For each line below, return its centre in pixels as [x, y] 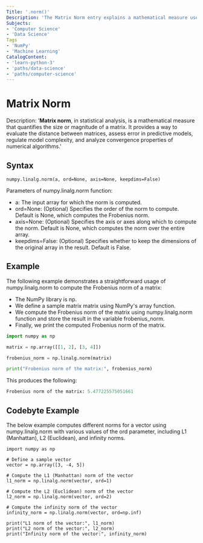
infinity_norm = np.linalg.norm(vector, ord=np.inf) [74, 513]
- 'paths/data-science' [36, 68]
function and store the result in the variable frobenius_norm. [90, 318]
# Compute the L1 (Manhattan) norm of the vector [70, 476]
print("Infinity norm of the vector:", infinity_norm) [77, 534]
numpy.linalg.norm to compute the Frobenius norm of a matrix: [84, 287]
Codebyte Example [43, 411]
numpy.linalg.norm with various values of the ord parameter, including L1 [97, 431]
